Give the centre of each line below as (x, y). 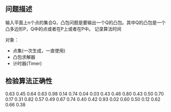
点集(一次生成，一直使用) (39, 51)
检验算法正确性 (29, 81)
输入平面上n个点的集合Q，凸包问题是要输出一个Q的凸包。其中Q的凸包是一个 (86, 23)
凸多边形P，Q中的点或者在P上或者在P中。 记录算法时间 (63, 29)
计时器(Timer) (27, 63)
